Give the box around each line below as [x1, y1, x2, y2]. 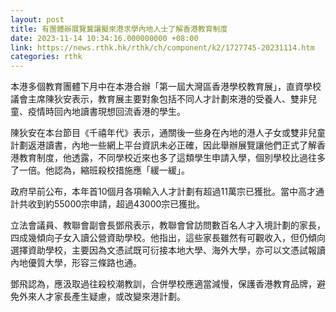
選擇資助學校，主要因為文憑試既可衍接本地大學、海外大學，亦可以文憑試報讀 [10, 244, 326, 256]
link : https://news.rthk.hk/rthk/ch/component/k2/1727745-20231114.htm [10, 42, 315, 53]
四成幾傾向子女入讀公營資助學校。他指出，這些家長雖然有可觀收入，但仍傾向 [10, 232, 326, 244]
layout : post [10, 14, 65, 25]
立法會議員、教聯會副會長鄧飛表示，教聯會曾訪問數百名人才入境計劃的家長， [10, 219, 326, 231]
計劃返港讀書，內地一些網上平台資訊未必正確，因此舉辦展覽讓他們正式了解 [10, 139, 317, 151]
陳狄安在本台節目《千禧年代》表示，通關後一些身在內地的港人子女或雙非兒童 [10, 127, 326, 139]
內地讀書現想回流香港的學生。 [62, 106, 186, 118]
